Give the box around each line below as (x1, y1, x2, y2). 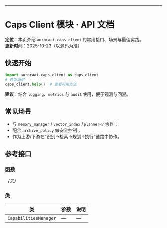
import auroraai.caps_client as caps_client (5, 72, 99, 77)
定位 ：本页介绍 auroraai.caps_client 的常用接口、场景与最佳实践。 (5, 36, 144, 42)
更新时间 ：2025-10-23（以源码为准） (5, 43, 82, 49)
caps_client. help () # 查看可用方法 (5, 82, 77, 87)
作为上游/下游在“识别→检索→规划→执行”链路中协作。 (12, 134, 122, 140)
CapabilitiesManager (7, 215, 56, 221)
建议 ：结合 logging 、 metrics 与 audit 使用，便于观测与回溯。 (5, 91, 131, 97)
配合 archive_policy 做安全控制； (12, 127, 81, 133)
